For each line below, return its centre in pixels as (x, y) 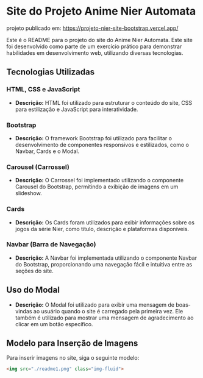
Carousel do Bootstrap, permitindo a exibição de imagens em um (97, 187)
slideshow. (28, 193)
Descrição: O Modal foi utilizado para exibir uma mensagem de (95, 305)
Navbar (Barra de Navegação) (51, 244)
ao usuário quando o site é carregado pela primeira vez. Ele (108, 311)
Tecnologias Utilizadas (51, 72)
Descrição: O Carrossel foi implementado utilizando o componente (99, 180)
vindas (23, 311)
